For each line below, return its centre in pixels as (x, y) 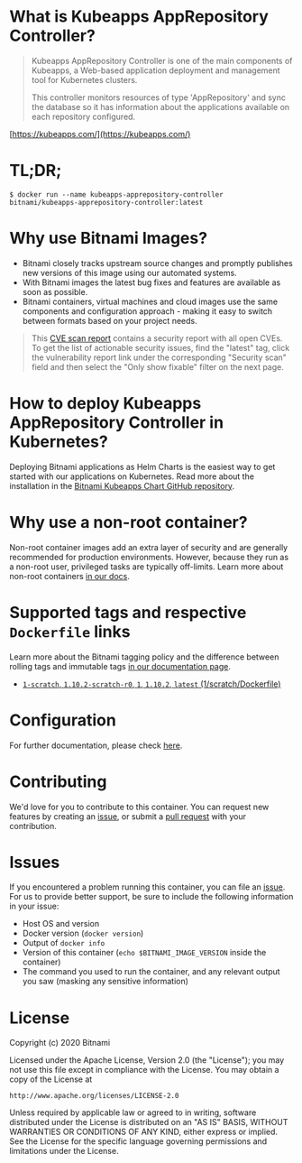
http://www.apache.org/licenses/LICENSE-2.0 (94, 1096)
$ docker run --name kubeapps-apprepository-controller (116, 194)
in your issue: (34, 906)
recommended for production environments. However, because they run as (149, 557)
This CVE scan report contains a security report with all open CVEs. (157, 338)
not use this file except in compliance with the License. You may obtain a (144, 1070)
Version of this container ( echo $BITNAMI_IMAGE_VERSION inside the (144, 953)
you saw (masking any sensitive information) (105, 982)
